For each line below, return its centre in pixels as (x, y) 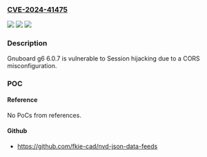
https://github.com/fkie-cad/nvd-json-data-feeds (87, 146)
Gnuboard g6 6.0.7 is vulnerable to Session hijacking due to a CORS (103, 58)
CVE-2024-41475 (37, 10)
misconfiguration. (32, 65)
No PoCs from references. (44, 115)
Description (27, 43)
